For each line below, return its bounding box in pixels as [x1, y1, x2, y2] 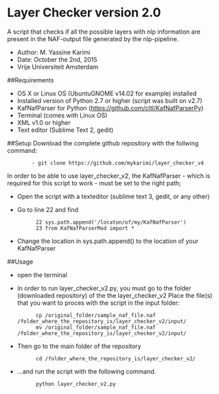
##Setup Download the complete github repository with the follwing [7, 139, 199, 147]
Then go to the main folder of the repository [16, 342, 141, 350]
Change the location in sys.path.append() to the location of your [16, 237, 199, 245]
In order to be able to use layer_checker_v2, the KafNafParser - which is [7, 172, 211, 180]
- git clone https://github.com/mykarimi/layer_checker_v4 [32, 159, 205, 166]
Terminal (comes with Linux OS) [16, 111, 108, 119]
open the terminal [16, 270, 67, 279]
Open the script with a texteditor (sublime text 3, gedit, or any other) [16, 192, 210, 200]
